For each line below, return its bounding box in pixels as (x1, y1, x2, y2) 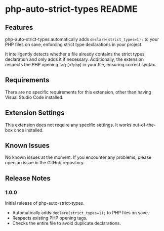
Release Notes (5, 174, 51, 183)
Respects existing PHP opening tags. (12, 215, 88, 221)
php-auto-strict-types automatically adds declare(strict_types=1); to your (5, 36, 159, 42)
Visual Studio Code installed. (5, 94, 64, 100)
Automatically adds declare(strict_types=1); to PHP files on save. (12, 210, 149, 216)
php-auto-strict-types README (5, 3, 138, 15)
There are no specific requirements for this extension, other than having (5, 89, 152, 95)
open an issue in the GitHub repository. (5, 160, 85, 166)
